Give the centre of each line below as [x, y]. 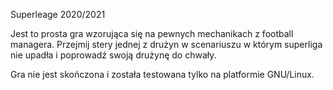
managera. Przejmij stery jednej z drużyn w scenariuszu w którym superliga [166, 44]
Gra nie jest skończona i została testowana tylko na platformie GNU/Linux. [162, 74]
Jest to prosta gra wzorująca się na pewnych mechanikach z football [152, 33]
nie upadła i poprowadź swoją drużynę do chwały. [113, 55]
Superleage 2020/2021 [58, 14]
